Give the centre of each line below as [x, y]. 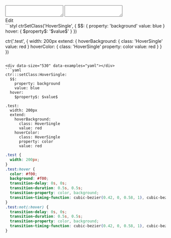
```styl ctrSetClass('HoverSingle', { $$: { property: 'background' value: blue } [85, 26]
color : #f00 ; [24, 174]
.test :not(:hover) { [27, 207]
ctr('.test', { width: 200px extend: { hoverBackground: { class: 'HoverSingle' [84, 41]
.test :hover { [20, 169]
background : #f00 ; [30, 179]
